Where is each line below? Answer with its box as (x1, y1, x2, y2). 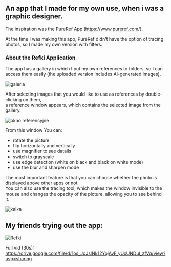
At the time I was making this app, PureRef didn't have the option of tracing (5, 35, 164, 42)
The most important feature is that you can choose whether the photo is (5, 175, 157, 181)
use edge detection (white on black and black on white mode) (12, 159, 143, 165)
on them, (23, 97, 42, 103)
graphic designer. (5, 12, 63, 21)
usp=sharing (5, 255, 32, 261)
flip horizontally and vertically (12, 143, 75, 149)
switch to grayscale (12, 154, 54, 160)
